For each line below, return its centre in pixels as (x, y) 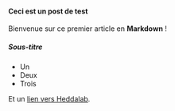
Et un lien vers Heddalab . (49, 99)
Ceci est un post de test (48, 11)
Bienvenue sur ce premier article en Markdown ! (87, 29)
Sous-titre (25, 47)
